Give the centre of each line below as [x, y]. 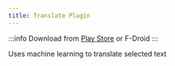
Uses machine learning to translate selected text [87, 53]
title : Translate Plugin [49, 16]
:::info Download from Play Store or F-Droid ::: [83, 38]
